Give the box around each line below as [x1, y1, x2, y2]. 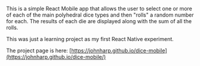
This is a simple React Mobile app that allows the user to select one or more [6, 5, 192, 12]
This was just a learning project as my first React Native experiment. [6, 36, 174, 42]
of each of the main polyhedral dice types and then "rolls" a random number [6, 11, 194, 18]
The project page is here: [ [6, 47, 72, 54]
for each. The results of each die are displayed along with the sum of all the [6, 18, 192, 24]
